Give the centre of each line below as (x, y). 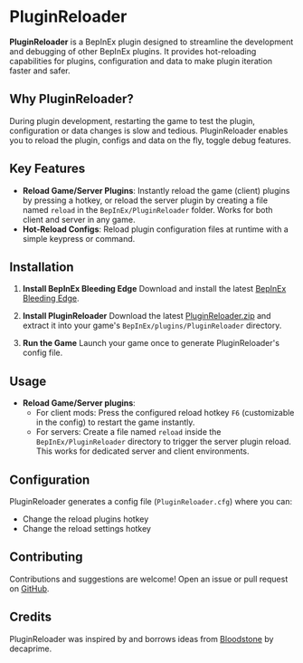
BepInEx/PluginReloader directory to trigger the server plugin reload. (163, 442)
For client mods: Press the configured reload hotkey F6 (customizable (165, 413)
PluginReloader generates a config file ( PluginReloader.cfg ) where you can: (151, 501)
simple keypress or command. (79, 238)
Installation (42, 267)
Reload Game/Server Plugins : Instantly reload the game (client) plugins (156, 190)
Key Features (47, 169)
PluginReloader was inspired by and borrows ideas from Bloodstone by (142, 639)
